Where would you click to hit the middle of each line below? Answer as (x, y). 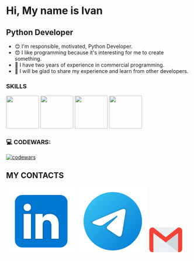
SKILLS (17, 86)
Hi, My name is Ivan (55, 11)
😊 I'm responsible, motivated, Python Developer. (73, 46)
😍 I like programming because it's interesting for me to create (89, 53)
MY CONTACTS (35, 175)
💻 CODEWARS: (29, 142)
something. (28, 59)
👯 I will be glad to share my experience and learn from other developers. (101, 71)
